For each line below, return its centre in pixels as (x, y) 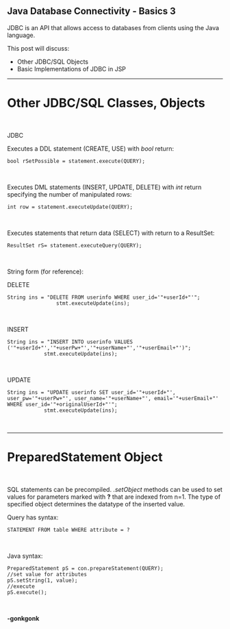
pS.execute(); (27, 592)
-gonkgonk (23, 618)
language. (21, 35)
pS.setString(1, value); (42, 580)
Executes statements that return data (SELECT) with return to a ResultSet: (111, 233)
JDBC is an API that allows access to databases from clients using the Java (113, 27)
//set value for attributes (47, 574)
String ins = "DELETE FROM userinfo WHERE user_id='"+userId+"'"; (104, 297)
